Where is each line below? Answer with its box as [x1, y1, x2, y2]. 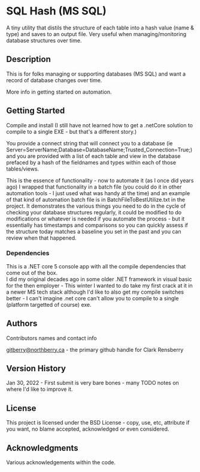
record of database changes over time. [6, 76, 102, 83]
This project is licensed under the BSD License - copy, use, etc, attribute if [6, 419, 190, 426]
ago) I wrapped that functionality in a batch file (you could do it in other [6, 183, 182, 190]
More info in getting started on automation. [6, 88, 112, 95]
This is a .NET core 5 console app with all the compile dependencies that [6, 262, 186, 270]
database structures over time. [6, 37, 82, 44]
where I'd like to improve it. [6, 386, 73, 393]
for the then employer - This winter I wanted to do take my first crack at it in [6, 282, 193, 289]
